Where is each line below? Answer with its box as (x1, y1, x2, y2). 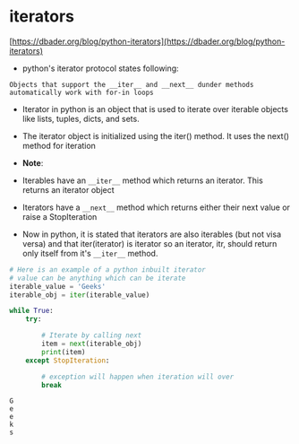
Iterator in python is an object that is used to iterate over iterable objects (21, 103, 289, 114)
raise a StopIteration (21, 211, 98, 222)
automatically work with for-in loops (9, 88, 154, 97)
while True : (9, 307, 54, 316)
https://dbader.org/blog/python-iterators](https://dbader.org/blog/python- (12, 36, 286, 47)
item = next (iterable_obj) (41, 339, 142, 349)
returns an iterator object (21, 184, 115, 195)
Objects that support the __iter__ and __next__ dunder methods (9, 80, 254, 89)
